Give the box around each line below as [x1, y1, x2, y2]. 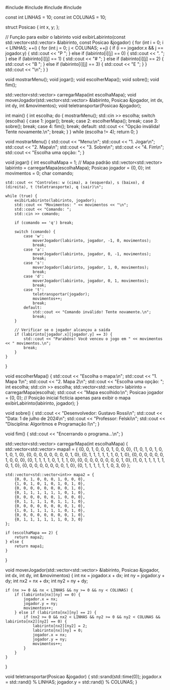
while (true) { [5, 193, 38, 199]
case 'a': [23, 247, 44, 252]
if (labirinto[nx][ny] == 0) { [14, 592, 81, 597]
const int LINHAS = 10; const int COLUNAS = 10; [5, 14, 106, 20]
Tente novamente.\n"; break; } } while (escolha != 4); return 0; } [5, 129, 138, 135]
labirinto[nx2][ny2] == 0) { [5, 619, 67, 624]
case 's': [23, 260, 44, 265]
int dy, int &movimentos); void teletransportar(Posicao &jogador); [5, 103, 141, 109]
